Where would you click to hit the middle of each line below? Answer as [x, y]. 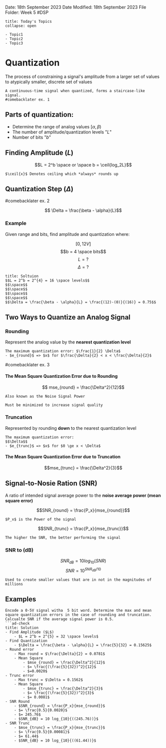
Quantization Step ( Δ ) [39, 189]
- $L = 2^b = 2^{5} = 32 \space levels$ [56, 636]
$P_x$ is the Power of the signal [41, 519]
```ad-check [17, 624]
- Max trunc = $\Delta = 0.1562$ [49, 680]
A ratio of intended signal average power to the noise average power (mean [83, 495]
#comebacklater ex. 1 [28, 99]
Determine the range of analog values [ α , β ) [57, 126]
